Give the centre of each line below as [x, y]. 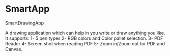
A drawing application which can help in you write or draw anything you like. [85, 33]
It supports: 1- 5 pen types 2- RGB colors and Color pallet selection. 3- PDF [84, 38]
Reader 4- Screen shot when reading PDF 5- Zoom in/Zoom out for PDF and [85, 43]
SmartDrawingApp [25, 23]
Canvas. [14, 49]
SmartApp [27, 9]
